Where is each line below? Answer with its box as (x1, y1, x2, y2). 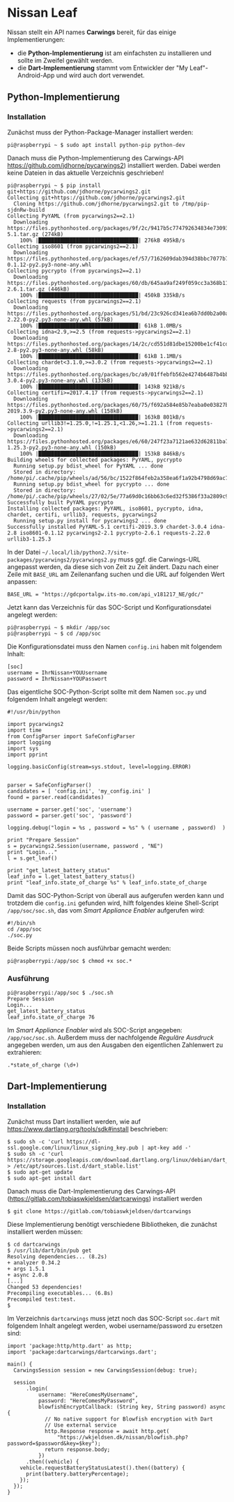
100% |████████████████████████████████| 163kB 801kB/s (19, 413, 186, 421)
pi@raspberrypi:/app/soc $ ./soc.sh (7, 989, 114, 996)
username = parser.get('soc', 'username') (7, 806, 132, 813)
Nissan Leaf (7, 5, 78, 21)
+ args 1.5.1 (7, 1265, 45, 1272)
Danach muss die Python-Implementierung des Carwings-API (7, 153, 184, 162)
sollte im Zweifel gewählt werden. (17, 56, 114, 64)
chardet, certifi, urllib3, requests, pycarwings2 (7, 511, 157, 518)
